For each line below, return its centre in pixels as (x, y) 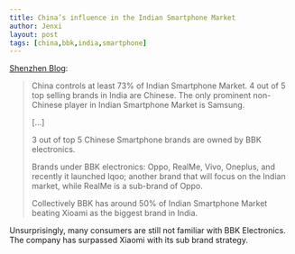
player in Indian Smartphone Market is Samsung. (155, 105)
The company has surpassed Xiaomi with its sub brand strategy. (129, 240)
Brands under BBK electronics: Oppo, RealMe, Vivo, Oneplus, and (153, 167)
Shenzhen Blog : (39, 68)
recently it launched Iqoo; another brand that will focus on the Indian (158, 177)
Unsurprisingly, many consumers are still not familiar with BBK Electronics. (147, 231)
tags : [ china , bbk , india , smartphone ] (78, 43)
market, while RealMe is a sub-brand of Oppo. (117, 186)
